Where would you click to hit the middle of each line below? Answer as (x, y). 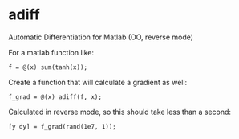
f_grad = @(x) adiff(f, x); (55, 97)
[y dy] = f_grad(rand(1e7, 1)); (62, 126)
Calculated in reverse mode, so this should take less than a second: (119, 112)
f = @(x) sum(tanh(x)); (48, 67)
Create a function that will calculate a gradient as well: (98, 82)
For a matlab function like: (51, 52)
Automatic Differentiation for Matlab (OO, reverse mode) (101, 37)
